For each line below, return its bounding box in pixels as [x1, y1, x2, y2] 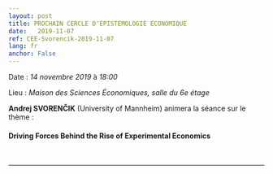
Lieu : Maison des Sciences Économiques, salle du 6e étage [8, 88, 210, 98]
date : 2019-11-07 [8, 27, 75, 35]
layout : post [8, 11, 53, 20]
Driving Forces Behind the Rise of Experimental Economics [8, 131, 211, 141]
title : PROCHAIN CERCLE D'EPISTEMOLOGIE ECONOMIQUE [8, 20, 187, 28]
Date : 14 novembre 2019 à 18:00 [8, 72, 118, 81]
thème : [8, 112, 34, 122]
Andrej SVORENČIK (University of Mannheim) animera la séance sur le [8, 103, 246, 113]
